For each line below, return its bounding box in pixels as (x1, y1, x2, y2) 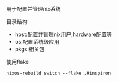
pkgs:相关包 (14, 45, 45, 53)
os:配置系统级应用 (14, 38, 60, 45)
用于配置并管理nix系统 (6, 5, 61, 12)
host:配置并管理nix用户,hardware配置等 (14, 31, 113, 38)
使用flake (6, 59, 29, 65)
